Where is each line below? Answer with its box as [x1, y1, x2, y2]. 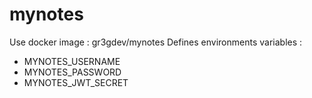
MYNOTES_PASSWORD [23, 66, 122, 78]
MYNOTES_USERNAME [23, 55, 121, 67]
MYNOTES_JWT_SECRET [23, 76, 129, 88]
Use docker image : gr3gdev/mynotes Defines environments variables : [9, 36, 303, 48]
